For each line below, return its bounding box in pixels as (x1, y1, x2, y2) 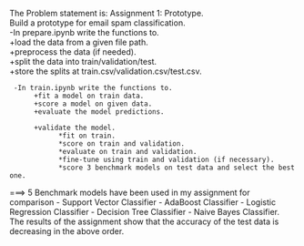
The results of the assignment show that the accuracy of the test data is (9, 216, 279, 227)
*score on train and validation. (57, 139, 185, 149)
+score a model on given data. (33, 99, 153, 108)
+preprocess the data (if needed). (9, 46, 137, 57)
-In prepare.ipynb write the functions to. (9, 27, 159, 37)
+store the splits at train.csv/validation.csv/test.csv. (9, 66, 202, 77)
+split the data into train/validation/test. (9, 56, 157, 67)
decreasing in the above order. (9, 226, 125, 236)
